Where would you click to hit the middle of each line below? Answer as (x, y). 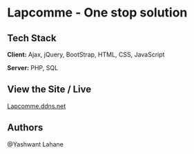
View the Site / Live (49, 90)
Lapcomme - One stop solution (97, 13)
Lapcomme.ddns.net (37, 106)
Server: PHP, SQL (33, 68)
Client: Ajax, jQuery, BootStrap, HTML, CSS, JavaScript (86, 54)
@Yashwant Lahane (36, 144)
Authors (25, 128)
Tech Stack (32, 38)
